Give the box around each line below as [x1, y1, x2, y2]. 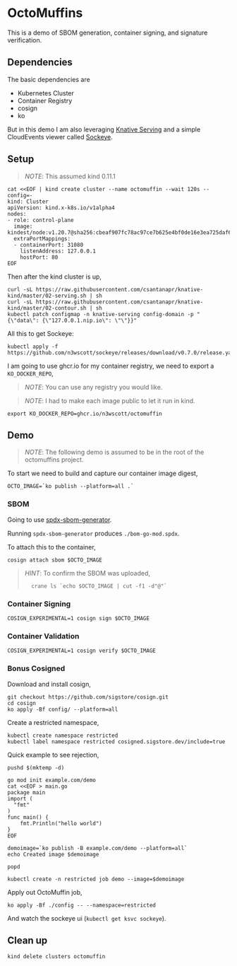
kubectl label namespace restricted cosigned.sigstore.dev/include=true [7, 738, 226, 745]
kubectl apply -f [7, 343, 59, 350]
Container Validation [7, 631, 80, 641]
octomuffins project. [24, 455, 84, 464]
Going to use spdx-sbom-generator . [7, 515, 112, 524]
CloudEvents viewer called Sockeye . [7, 132, 113, 141]
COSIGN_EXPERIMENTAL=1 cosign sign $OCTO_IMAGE [7, 615, 150, 622]
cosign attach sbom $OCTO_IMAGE [7, 557, 102, 564]
